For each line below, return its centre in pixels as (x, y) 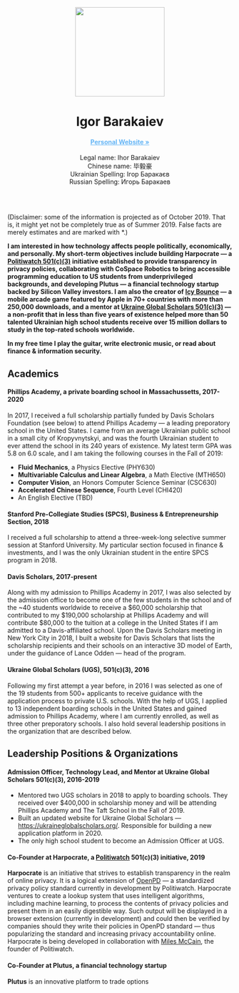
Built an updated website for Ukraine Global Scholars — (100, 818)
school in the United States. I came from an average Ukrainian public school (119, 430)
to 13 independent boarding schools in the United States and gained (107, 708)
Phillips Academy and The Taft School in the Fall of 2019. (101, 811)
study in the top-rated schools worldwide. (71, 330)
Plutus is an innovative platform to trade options (78, 981)
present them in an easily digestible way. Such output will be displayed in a (117, 911)
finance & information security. (55, 351)
